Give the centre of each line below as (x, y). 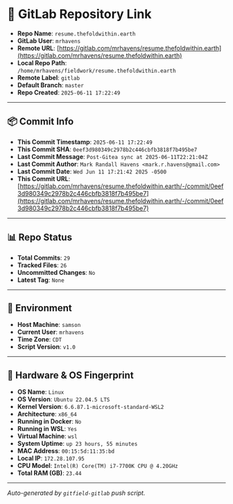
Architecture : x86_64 (47, 414)
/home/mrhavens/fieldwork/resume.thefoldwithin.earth (96, 71)
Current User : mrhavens (51, 332)
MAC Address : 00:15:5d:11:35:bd (66, 451)
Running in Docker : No (49, 421)
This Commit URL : (44, 178)
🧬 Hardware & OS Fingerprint (70, 375)
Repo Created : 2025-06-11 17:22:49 (69, 92)
